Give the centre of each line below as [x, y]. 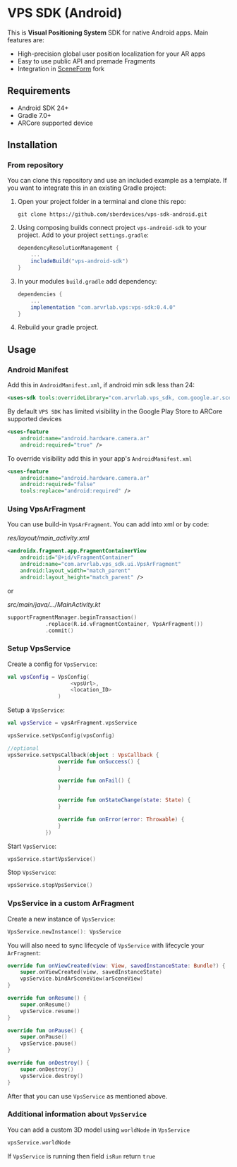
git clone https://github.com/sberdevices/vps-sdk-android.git [113, 214]
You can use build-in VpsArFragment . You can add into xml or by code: [108, 524]
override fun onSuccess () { [99, 761]
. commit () [59, 630]
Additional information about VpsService [77, 1114]
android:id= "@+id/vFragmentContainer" [77, 558]
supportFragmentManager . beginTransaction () [72, 617]
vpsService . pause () [49, 1044]
